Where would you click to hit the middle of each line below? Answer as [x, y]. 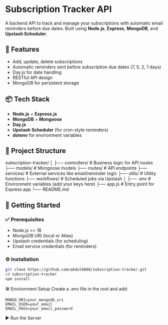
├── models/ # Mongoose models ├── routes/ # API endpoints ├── [76, 168]
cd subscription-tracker [31, 274]
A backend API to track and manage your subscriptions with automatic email [84, 23]
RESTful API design [32, 77]
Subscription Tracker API [58, 9]
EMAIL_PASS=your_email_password [39, 308]
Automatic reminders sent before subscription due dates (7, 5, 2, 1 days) [87, 67]
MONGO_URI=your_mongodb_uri [35, 300]
